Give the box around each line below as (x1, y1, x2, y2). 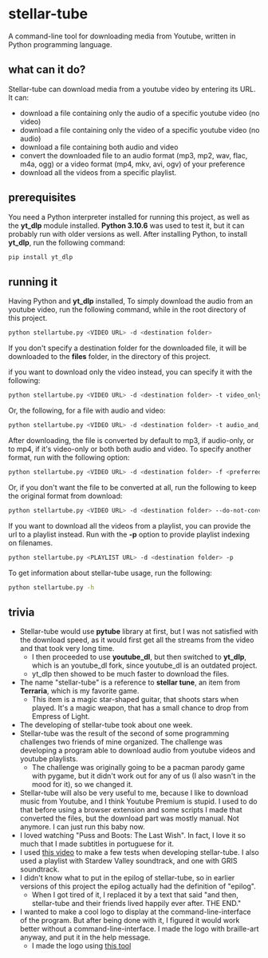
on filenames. (8, 537, 53, 548)
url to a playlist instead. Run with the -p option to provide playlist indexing (8, 529, 250, 539)
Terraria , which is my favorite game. (19, 686, 140, 696)
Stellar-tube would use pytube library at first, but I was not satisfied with (19, 627, 258, 637)
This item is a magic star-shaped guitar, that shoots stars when (31, 695, 239, 705)
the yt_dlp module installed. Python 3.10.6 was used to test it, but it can (8, 221, 245, 230)
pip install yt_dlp (8, 253, 73, 261)
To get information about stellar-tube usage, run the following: (8, 568, 213, 577)
